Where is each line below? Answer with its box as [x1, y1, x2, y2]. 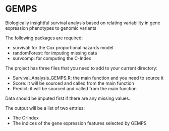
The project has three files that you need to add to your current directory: [5, 65, 158, 71]
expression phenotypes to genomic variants [5, 25, 97, 31]
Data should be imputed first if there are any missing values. [5, 95, 130, 101]
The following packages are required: [5, 35, 83, 41]
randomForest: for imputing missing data [12, 50, 97, 56]
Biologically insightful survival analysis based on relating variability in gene [5, 20, 160, 26]
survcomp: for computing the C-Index [12, 55, 92, 61]
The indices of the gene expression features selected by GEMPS [12, 120, 147, 126]
